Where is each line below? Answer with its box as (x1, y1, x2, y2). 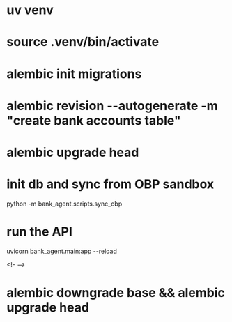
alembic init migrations (6, 66, 142, 82)
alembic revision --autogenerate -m (6, 98, 218, 114)
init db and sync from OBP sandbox (6, 176, 215, 192)
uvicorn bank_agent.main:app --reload (6, 247, 118, 255)
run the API (6, 224, 72, 240)
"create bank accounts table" (6, 112, 182, 128)
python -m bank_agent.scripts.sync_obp (6, 199, 123, 208)
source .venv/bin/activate (6, 34, 160, 50)
